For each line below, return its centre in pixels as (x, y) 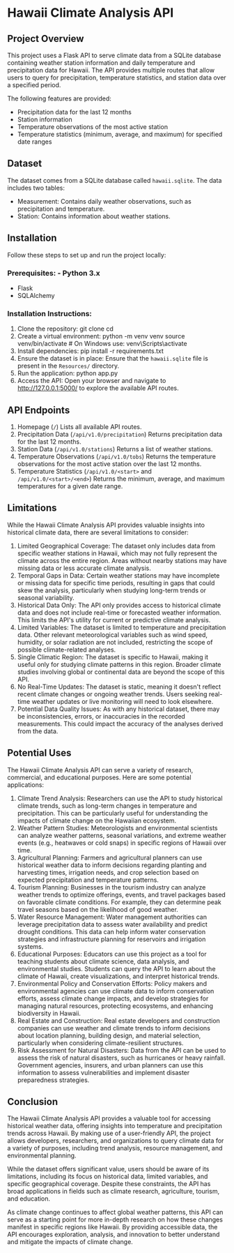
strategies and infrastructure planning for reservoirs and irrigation (111, 939)
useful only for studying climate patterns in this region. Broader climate (119, 664)
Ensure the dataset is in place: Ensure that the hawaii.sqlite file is (113, 359)
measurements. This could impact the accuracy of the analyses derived (120, 723)
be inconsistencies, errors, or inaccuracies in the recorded (101, 716)
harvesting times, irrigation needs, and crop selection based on (108, 872)
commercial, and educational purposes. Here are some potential (99, 777)
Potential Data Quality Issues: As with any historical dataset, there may (118, 709)
